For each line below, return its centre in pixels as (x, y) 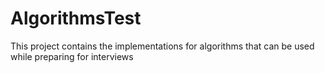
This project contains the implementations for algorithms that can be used (162, 46)
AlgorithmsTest (76, 18)
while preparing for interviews (72, 56)
